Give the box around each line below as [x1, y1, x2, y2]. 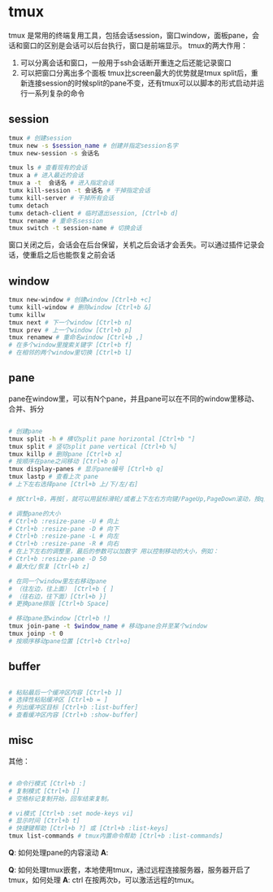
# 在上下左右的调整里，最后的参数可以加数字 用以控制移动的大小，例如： [8, 547, 219, 555]
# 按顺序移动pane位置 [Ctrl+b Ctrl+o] [8, 637, 132, 645]
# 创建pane [8, 427, 43, 435]
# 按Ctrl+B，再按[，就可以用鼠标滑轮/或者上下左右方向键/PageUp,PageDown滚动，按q [8, 494, 264, 503]
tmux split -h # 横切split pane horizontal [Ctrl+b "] [8, 434, 196, 443]
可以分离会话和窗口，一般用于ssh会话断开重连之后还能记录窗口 [19, 58, 232, 67]
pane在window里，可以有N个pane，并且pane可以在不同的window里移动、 [8, 394, 259, 403]
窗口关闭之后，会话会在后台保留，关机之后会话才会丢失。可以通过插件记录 [8, 240, 258, 250]
